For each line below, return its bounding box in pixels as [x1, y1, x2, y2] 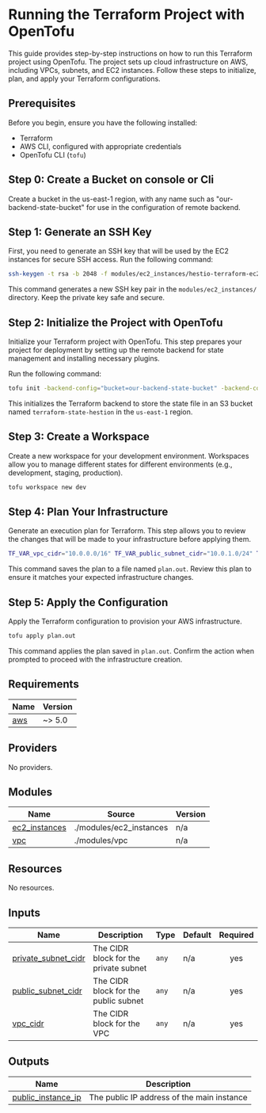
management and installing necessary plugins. [8, 354, 160, 364]
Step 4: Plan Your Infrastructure [8, 505, 169, 519]
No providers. [8, 762, 53, 772]
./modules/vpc [74, 835, 128, 846]
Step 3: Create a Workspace [8, 430, 150, 444]
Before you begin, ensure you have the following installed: [8, 117, 198, 128]
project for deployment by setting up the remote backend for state [8, 345, 224, 355]
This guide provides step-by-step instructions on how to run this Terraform [8, 48, 253, 58]
